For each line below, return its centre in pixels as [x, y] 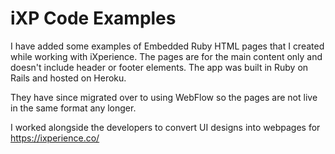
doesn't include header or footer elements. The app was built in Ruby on [159, 67]
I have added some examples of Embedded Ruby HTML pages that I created [167, 46]
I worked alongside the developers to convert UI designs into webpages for [165, 127]
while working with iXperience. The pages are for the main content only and [166, 56]
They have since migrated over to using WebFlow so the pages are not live [164, 97]
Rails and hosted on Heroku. [68, 78]
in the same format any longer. [73, 108]
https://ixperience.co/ [55, 138]
